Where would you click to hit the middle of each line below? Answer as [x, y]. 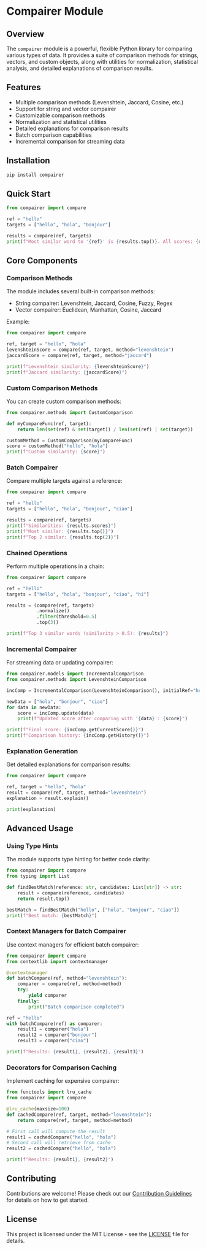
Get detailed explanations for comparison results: [68, 764]
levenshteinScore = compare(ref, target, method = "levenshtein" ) [90, 350]
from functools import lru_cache [49, 1092]
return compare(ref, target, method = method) [75, 1120]
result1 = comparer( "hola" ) [53, 1029]
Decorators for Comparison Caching [62, 1067]
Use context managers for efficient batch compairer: [73, 944]
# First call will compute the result [56, 1131]
